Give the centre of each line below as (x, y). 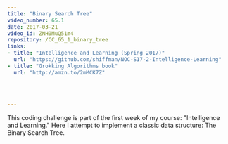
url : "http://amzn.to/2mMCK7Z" (59, 72)
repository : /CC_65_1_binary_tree (58, 40)
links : (17, 46)
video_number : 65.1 (36, 20)
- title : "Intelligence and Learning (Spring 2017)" (86, 53)
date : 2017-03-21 (33, 27)
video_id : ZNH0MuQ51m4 (40, 33)
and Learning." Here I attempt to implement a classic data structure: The (112, 125)
